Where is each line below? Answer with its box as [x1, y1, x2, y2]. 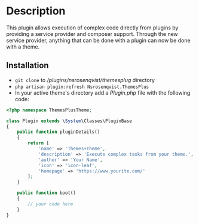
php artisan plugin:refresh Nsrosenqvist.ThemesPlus [14, 84, 149, 90]
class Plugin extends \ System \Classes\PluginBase [6, 118, 133, 124]
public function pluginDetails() [17, 129, 100, 135]
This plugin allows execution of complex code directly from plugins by [6, 24, 179, 31]
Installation [6, 60, 49, 71]
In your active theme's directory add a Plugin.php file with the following [14, 89, 191, 96]
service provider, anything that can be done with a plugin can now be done [6, 37, 191, 44]
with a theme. [6, 43, 40, 50]
